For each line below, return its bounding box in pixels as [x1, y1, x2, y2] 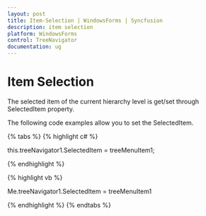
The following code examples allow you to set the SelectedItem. [7, 118, 194, 127]
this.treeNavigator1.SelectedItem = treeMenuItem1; [7, 146, 155, 154]
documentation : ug [7, 43, 62, 50]
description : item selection [7, 23, 93, 30]
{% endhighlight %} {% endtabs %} [7, 200, 111, 209]
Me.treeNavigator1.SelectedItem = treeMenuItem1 [7, 187, 152, 195]
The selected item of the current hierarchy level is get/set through [7, 97, 200, 106]
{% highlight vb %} [7, 173, 63, 181]
